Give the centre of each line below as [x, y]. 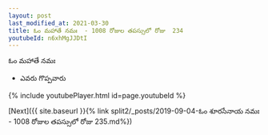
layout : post [30, 16]
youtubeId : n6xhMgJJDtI [48, 38]
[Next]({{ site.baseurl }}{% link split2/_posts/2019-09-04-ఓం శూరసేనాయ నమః [134, 111]
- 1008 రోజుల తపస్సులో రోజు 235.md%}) [70, 121]
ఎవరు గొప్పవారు [43, 78]
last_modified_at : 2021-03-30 [59, 23]
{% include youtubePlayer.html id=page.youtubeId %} [97, 96]
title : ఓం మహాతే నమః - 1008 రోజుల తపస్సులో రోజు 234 [96, 30]
